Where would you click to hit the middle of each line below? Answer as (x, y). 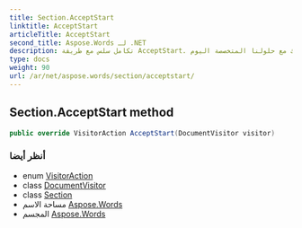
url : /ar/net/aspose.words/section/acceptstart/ (102, 76)
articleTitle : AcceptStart (60, 34)
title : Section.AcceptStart (62, 18)
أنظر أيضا (27, 156)
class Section (47, 195)
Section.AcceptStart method (92, 113)
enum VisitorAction (58, 175)
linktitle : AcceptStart (54, 26)
